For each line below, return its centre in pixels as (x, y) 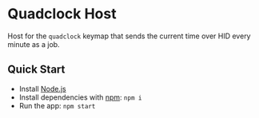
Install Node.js (42, 88)
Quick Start (36, 70)
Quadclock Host (62, 14)
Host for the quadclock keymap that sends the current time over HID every (129, 36)
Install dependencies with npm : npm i (80, 97)
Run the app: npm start (57, 105)
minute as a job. (34, 44)
